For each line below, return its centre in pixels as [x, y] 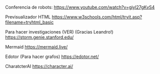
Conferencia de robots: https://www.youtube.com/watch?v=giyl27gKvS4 [80, 7]
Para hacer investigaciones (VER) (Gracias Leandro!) [59, 32]
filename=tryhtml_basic [29, 22]
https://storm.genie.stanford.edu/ [39, 37]
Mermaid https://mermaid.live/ [36, 47]
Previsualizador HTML [28, 17]
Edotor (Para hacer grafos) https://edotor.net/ [52, 56]
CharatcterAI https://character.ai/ [39, 66]
